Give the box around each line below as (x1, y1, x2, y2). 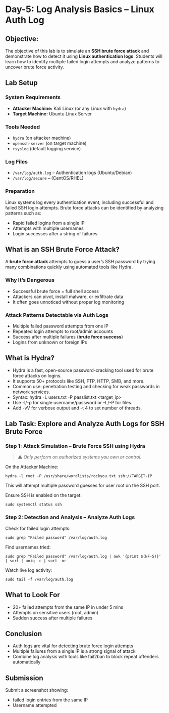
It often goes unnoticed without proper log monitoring (12, 299, 125, 305)
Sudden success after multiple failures (12, 615, 93, 621)
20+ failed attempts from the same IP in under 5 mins (12, 604, 124, 610)
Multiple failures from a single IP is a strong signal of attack (12, 648, 136, 654)
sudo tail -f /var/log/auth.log (5, 577, 73, 582)
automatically (12, 659, 41, 665)
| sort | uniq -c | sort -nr (5, 558, 67, 563)
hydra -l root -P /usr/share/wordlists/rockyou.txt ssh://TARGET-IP (5, 474, 152, 479)
